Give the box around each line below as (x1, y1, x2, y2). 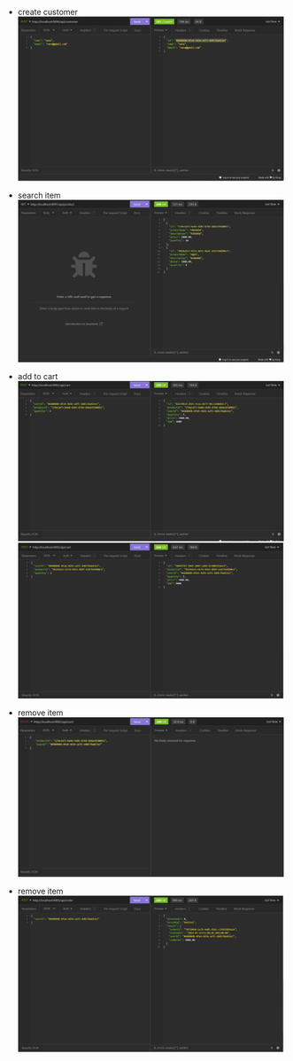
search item (17, 190, 61, 200)
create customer (17, 7, 78, 17)
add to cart (17, 371, 58, 381)
